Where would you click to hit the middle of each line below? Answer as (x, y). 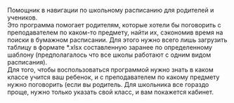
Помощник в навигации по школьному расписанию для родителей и (111, 10)
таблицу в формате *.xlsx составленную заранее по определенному (110, 47)
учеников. (22, 18)
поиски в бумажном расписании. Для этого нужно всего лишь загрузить (117, 40)
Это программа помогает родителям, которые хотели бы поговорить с (114, 25)
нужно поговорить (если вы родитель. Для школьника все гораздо (108, 84)
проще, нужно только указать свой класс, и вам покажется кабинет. (111, 92)
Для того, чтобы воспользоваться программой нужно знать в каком (110, 70)
